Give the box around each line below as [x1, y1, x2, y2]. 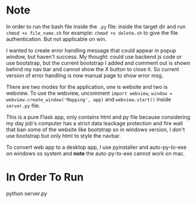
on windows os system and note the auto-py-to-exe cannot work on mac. [6, 149, 185, 157]
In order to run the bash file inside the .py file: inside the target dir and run [6, 23, 186, 30]
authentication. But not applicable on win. [6, 35, 107, 42]
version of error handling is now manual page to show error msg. [6, 72, 164, 79]
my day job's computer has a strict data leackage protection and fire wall [6, 119, 183, 127]
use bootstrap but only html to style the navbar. [6, 132, 121, 139]
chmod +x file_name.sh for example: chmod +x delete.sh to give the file [6, 29, 178, 36]
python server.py [6, 189, 48, 197]
